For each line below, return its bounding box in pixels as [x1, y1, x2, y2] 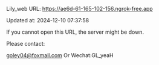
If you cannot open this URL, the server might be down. [6, 28, 144, 36]
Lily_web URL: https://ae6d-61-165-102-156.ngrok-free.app [6, 5, 153, 12]
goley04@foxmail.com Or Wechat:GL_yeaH [6, 52, 114, 59]
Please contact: [6, 40, 45, 47]
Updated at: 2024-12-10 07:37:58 [6, 17, 89, 23]
